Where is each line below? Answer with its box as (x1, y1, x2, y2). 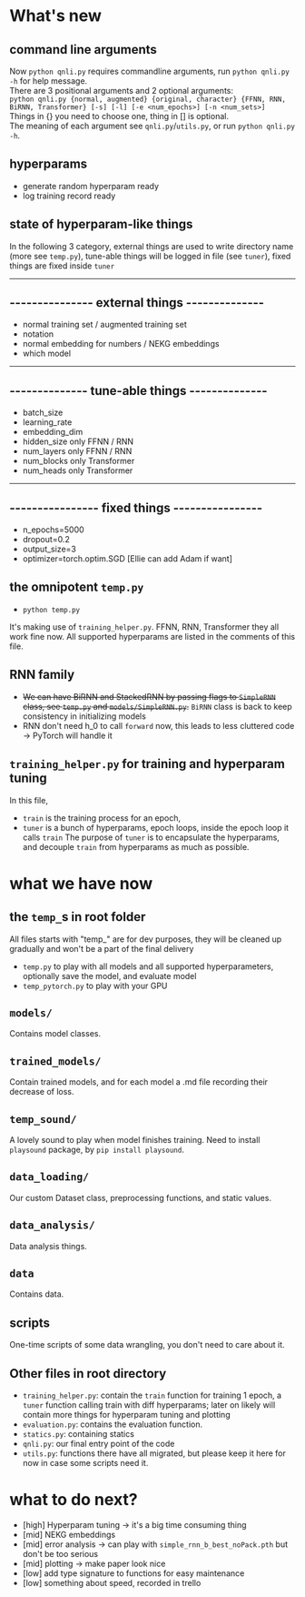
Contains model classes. (9, 1028, 102, 1039)
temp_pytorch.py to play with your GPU (22, 980, 168, 991)
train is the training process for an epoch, (22, 812, 182, 824)
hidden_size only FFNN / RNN (22, 436, 134, 447)
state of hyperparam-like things (9, 217, 193, 232)
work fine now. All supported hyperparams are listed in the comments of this (9, 631, 296, 642)
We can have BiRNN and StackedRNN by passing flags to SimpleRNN (22, 691, 276, 702)
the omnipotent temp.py (9, 580, 144, 595)
